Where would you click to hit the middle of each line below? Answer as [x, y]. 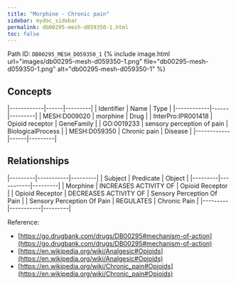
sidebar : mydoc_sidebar [43, 21]
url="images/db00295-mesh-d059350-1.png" [75, 62]
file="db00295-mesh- [176, 62]
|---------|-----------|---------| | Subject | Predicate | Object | [98, 178]
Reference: [23, 222]
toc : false [23, 34]
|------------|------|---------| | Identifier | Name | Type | [90, 109]
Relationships [38, 161]
